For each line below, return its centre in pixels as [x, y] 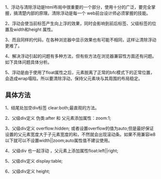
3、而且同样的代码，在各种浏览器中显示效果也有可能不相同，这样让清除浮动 [81, 40]
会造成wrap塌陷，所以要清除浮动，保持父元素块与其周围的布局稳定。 [74, 78]
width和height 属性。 [34, 30]
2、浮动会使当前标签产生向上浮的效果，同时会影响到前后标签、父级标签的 [79, 23]
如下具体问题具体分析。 [28, 62]
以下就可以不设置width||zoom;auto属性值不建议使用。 [59, 140]
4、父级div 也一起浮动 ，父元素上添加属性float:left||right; [62, 150]
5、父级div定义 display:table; [34, 161]
